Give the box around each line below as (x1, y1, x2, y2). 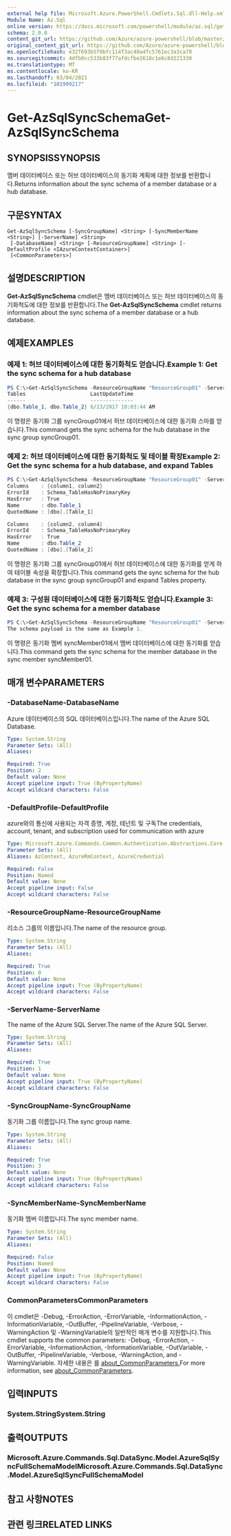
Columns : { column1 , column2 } (7, 483, 103, 490)
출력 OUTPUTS (7, 1432, 68, 1444)
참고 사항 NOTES (7, 1493, 74, 1505)
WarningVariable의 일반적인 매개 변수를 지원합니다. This (60, 1328, 212, 1336)
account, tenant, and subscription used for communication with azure (7, 827, 204, 835)
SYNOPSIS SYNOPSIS (7, 152, 101, 164)
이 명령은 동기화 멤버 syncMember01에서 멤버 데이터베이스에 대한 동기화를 (7, 639, 208, 647)
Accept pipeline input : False (7, 885, 94, 892)
